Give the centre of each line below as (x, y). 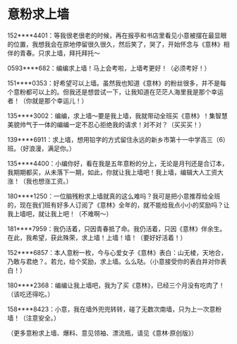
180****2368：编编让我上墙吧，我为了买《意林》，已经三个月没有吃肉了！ (116, 285)
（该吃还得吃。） (31, 294)
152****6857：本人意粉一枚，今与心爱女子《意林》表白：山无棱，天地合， (117, 252)
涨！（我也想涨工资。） (40, 181)
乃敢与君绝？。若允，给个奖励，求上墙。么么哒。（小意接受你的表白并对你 (114, 261)
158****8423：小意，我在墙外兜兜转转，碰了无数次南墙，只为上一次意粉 (115, 309)
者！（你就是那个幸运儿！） (48, 100)
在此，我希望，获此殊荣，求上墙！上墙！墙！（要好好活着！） (97, 237)
